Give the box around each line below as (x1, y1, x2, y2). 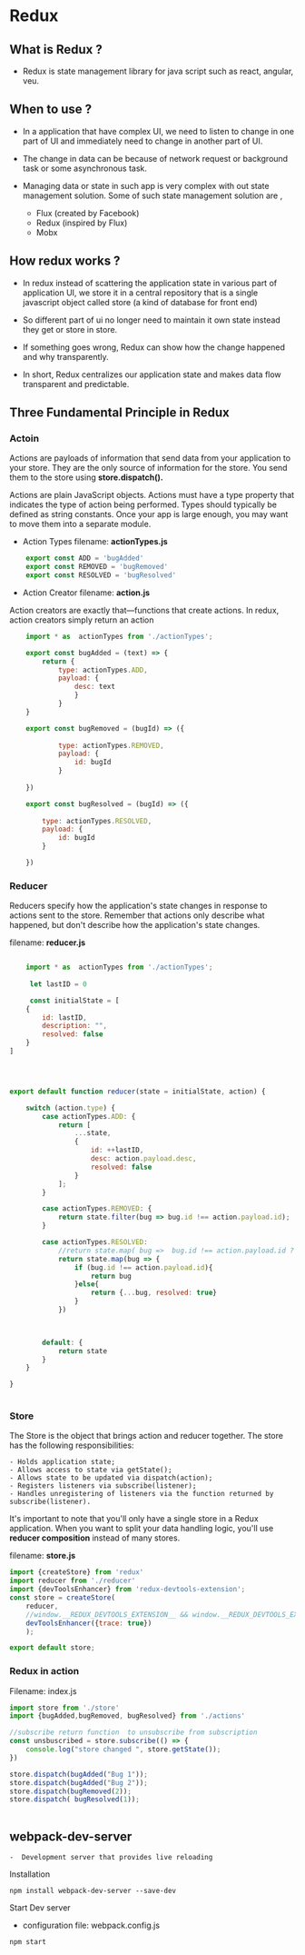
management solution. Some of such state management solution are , (22, 190, 283, 201)
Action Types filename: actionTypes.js (22, 536, 168, 547)
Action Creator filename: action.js (22, 587, 151, 598)
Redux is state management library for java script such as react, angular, (22, 65, 294, 76)
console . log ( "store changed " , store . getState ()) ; (25, 1745, 221, 1754)
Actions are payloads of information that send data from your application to (9, 453, 291, 464)
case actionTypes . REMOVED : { (42, 1204, 152, 1213)
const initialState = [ (29, 996, 120, 1005)
